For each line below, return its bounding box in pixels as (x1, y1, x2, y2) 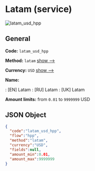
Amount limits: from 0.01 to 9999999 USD (5, 96, 90, 102)
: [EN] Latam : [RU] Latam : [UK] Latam (5, 86, 85, 92)
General (5, 34, 31, 43)
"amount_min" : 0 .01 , (9, 151, 50, 157)
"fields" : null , (9, 147, 41, 152)
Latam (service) (5, 3, 72, 15)
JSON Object (5, 111, 46, 119)
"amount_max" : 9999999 (9, 156, 55, 161)
